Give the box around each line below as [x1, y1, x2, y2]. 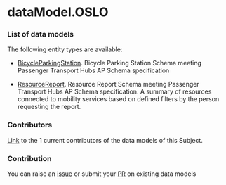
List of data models [7, 30, 74, 39]
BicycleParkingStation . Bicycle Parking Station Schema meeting [17, 59, 202, 68]
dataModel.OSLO [7, 4, 109, 20]
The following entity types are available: [7, 45, 123, 53]
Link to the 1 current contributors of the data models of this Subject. [7, 136, 204, 144]
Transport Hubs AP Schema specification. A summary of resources [17, 87, 212, 96]
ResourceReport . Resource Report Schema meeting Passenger [17, 80, 199, 89]
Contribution [7, 153, 52, 163]
